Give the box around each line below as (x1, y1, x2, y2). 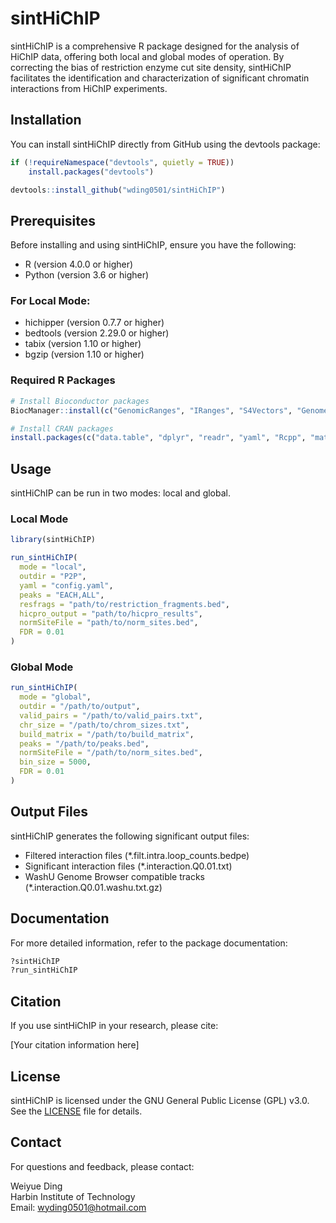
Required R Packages (10, 373, 116, 387)
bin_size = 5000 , (19, 757, 92, 767)
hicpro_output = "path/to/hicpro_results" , (19, 608, 203, 619)
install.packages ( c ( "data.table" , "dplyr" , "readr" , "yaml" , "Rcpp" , (10, 433, 307, 443)
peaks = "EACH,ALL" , (19, 590, 105, 600)
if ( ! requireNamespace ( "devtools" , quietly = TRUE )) (10, 157, 235, 167)
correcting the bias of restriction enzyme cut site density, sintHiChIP (10, 61, 292, 73)
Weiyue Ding (10, 1180, 63, 1192)
